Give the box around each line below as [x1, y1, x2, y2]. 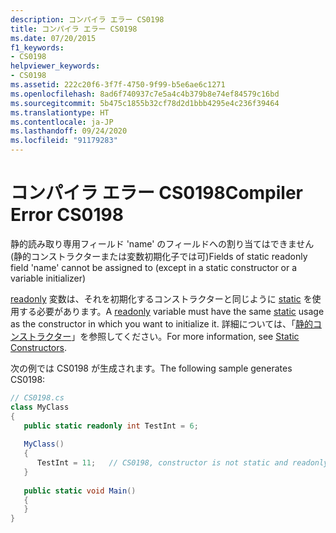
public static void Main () [23, 486, 137, 496]
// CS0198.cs [10, 392, 65, 403]
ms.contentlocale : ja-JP [10, 117, 114, 127]
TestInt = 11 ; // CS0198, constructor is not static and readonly [36, 458, 329, 468]
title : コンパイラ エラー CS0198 [10, 24, 138, 34]
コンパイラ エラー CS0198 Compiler [10, 182, 304, 205]
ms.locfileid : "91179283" [10, 136, 118, 146]
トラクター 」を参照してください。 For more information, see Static [27, 330, 300, 342]
